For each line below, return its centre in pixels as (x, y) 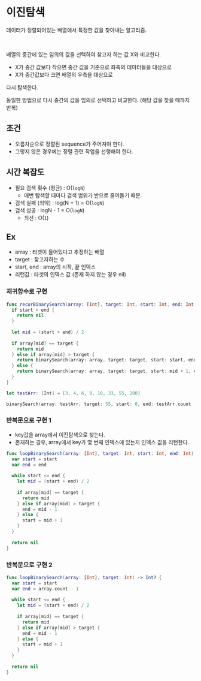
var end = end (29, 465)
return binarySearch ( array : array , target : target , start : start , (101, 360)
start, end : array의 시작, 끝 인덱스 (55, 267)
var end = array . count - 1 (45, 589)
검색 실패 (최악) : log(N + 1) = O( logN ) (60, 203)
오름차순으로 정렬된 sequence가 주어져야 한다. (69, 144)
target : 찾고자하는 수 (39, 260)
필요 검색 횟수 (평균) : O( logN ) (50, 188)
